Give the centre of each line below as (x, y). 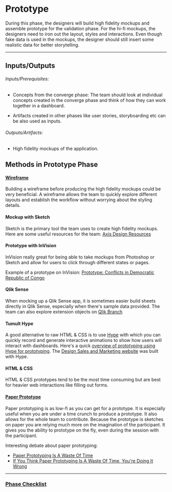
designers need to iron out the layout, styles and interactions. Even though (84, 34)
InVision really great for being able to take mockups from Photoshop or (80, 257)
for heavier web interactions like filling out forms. (57, 385)
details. (13, 205)
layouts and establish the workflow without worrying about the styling (79, 200)
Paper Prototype (23, 397)
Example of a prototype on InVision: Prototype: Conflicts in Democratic (80, 272)
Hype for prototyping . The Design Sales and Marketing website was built (82, 351)
